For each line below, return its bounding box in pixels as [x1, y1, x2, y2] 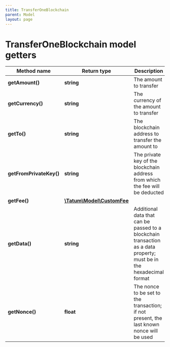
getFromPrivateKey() [8, 170, 60, 177]
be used [133, 334, 153, 341]
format [133, 275, 150, 282]
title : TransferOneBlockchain [5, 7, 69, 13]
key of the [133, 158, 158, 165]
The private [133, 151, 161, 158]
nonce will [133, 327, 158, 334]
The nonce [133, 283, 159, 290]
